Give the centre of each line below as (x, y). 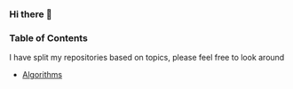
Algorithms (42, 75)
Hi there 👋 (31, 14)
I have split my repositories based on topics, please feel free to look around (147, 58)
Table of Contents (49, 37)
